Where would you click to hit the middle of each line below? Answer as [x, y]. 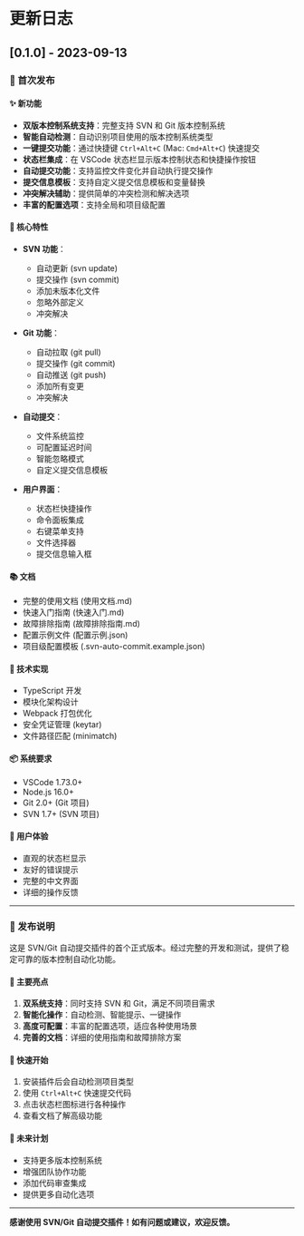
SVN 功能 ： [44, 248]
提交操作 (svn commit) [78, 279]
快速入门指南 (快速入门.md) [73, 612]
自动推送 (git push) [71, 375]
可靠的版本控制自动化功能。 [68, 959]
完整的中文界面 [50, 881]
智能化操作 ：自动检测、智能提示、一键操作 [102, 1015]
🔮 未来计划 [29, 1138]
